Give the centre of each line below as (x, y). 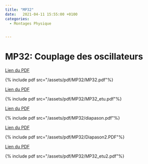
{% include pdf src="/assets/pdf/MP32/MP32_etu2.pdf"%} (65, 156)
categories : (17, 19)
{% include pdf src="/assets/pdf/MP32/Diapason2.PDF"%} (65, 137)
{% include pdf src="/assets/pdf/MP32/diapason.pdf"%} (62, 118)
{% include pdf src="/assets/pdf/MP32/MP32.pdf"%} (59, 80)
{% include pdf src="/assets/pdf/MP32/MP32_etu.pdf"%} (63, 99)
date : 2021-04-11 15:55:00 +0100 (41, 14)
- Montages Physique (30, 23)
